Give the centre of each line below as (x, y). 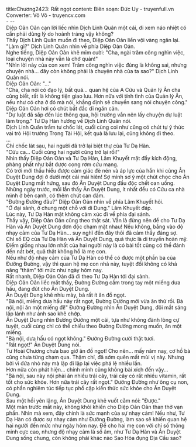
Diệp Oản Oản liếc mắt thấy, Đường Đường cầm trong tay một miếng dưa (93, 283)
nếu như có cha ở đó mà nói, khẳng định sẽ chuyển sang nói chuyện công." (97, 102)
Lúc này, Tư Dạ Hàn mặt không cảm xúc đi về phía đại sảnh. (78, 214)
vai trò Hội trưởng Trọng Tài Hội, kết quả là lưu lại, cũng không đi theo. (90, 133)
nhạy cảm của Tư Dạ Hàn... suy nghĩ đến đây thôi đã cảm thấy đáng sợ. (92, 233)
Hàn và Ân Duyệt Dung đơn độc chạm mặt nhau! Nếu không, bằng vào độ (94, 226)
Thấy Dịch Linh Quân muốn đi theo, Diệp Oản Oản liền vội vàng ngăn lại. (93, 40)
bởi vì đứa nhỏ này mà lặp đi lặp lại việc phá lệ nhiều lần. (74, 363)
